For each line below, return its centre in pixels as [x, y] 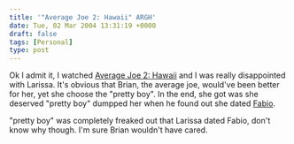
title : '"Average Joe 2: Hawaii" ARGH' [83, 17]
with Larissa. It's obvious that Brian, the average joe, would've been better [145, 85]
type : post [29, 50]
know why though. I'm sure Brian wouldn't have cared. [108, 130]
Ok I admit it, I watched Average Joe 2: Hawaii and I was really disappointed [147, 75]
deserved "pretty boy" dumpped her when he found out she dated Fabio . [143, 103]
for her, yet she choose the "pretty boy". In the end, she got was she [134, 95]
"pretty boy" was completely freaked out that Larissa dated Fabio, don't [140, 121]
